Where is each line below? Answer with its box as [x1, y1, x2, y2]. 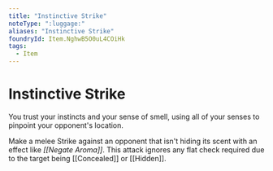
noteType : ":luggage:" [8, 20, 85, 28]
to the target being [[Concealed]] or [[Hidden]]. [8, 153, 167, 163]
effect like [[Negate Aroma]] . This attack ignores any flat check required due [8, 144, 265, 155]
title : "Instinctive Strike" [8, 11, 107, 20]
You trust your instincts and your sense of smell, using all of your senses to [8, 112, 260, 121]
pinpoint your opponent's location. [8, 120, 124, 130]
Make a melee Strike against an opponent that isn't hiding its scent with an [8, 136, 258, 146]
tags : [8, 42, 27, 50]
